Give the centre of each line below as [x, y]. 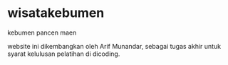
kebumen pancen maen [42, 32]
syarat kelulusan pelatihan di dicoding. [64, 54]
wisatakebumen [56, 13]
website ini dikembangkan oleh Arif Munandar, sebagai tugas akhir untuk [114, 46]
